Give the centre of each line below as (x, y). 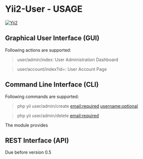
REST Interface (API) (37, 141)
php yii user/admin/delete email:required (58, 115)
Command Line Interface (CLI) (52, 85)
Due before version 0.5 (28, 152)
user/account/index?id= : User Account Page (62, 69)
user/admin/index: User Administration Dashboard (68, 60)
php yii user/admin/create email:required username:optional (77, 106)
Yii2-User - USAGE (44, 9)
